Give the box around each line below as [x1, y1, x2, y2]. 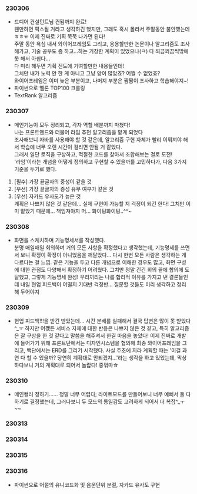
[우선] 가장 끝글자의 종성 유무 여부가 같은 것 [14, 185, 114, 192]
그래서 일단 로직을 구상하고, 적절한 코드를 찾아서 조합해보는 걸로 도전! [14, 150, 173, 157]
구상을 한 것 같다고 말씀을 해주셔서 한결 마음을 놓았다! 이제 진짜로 [26, 332, 176, 340]
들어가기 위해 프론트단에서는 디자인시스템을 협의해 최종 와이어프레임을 [20, 340, 181, 347]
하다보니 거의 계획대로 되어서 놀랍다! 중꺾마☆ [14, 361, 119, 369]
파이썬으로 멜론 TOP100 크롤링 [14, 84, 86, 92]
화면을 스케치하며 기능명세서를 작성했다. [14, 236, 106, 243]
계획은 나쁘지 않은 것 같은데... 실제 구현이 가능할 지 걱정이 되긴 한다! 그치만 [14, 200, 185, 207]
